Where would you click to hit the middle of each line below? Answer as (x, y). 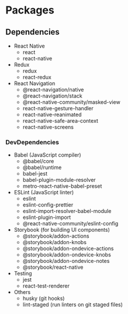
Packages (30, 10)
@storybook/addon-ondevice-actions (68, 249)
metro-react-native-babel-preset (62, 186)
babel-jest (35, 174)
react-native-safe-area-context (60, 121)
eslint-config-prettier (48, 205)
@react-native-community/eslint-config (70, 224)
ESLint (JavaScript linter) (44, 193)
